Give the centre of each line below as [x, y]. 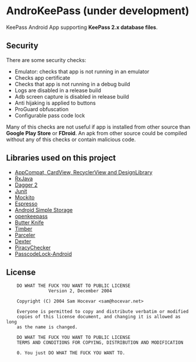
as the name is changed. [47, 327]
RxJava [24, 178]
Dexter [23, 241]
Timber [23, 229]
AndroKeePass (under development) [98, 11]
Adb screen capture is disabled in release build [72, 96]
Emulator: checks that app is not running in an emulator [82, 71]
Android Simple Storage [44, 210]
